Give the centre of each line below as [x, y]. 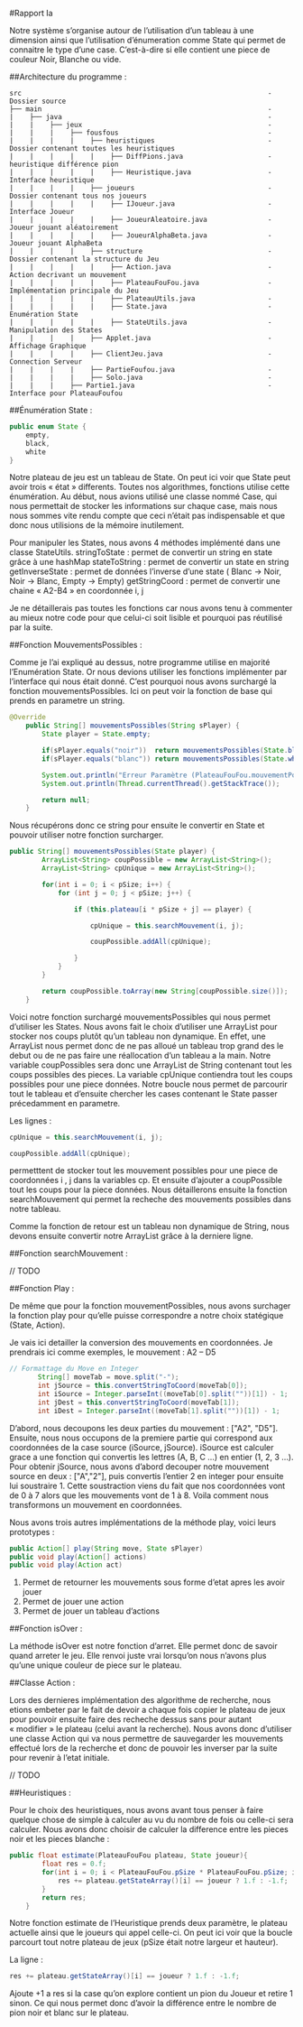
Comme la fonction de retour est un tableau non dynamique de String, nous [150, 1226]
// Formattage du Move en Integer [74, 1369]
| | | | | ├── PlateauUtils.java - [141, 299]
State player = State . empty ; [96, 735]
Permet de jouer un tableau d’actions [91, 1611]
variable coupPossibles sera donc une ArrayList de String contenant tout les [151, 1065]
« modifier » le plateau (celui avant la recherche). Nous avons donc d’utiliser [151, 1729]
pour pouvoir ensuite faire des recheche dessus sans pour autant [131, 1719]
